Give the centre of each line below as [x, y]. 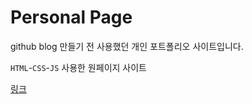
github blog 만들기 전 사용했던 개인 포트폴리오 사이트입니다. [127, 46]
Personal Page [71, 17]
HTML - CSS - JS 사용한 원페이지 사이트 [78, 67]
